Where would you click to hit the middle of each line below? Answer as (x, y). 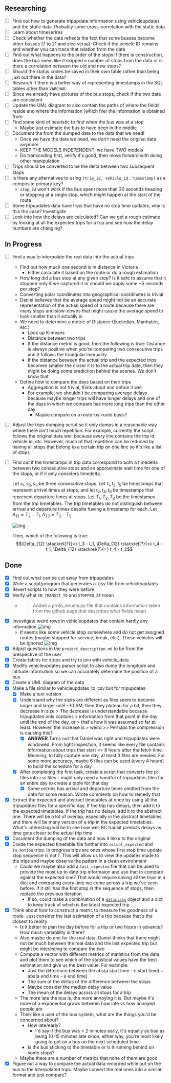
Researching (26, 8)
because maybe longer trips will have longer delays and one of (94, 398)
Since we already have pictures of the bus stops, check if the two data (87, 94)
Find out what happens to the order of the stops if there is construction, (88, 55)
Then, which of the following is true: (50, 535)
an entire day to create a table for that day (64, 783)
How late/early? (44, 1025)
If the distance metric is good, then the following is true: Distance (96, 343)
